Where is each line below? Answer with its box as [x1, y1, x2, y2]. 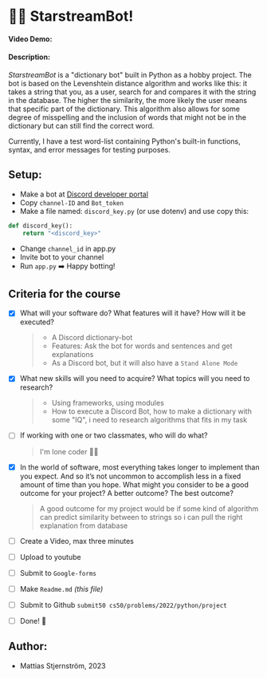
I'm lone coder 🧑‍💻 [39, 446, 99, 456]
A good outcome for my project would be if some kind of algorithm [39, 503, 259, 513]
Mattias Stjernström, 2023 [19, 660, 106, 670]
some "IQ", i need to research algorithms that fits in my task [51, 415, 248, 425]
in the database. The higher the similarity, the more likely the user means [8, 95, 247, 105]
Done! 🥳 [19, 616, 46, 625]
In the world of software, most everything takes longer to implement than [19, 462, 260, 472]
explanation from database [39, 521, 128, 530]
